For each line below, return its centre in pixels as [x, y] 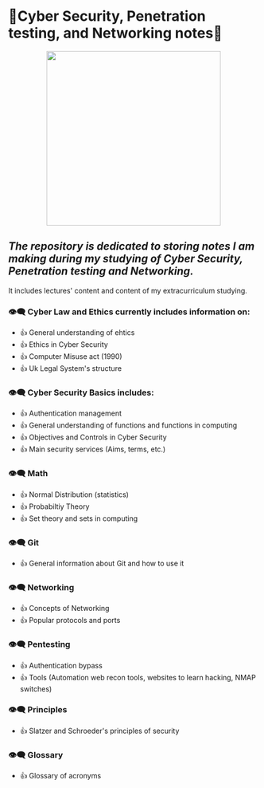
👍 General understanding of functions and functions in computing [128, 425]
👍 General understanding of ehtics [77, 333]
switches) [36, 688]
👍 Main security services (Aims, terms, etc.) [93, 449]
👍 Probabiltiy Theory [54, 506]
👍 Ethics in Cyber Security [64, 345]
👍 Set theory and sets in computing [79, 518]
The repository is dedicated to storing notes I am [132, 246]
